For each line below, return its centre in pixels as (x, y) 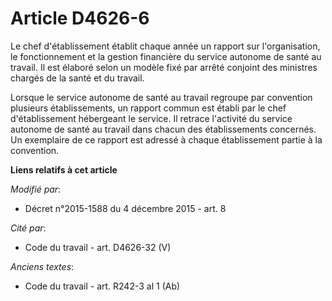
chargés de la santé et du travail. (77, 78)
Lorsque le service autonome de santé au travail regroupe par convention (161, 97)
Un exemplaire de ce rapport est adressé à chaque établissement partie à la (166, 139)
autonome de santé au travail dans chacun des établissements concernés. (163, 129)
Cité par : (28, 228)
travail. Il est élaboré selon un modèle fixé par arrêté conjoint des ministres (164, 67)
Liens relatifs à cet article (64, 169)
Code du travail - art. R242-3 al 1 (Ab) (102, 286)
